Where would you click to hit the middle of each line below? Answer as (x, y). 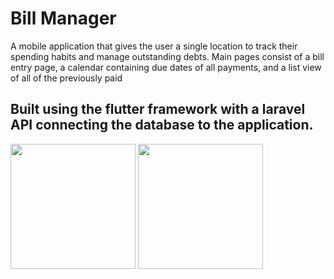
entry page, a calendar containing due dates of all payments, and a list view (166, 67)
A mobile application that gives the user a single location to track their (154, 46)
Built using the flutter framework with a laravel (158, 109)
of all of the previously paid (66, 78)
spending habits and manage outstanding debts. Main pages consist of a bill (167, 56)
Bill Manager (63, 18)
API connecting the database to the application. (162, 125)
